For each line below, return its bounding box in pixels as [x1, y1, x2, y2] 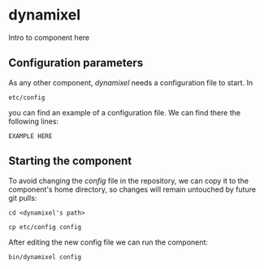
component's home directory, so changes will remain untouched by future [8, 184, 257, 194]
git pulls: [8, 193, 37, 202]
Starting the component [8, 154, 132, 168]
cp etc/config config [8, 223, 82, 231]
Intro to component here [8, 33, 90, 42]
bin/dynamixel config [8, 253, 82, 261]
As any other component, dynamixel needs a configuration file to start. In [8, 77, 253, 87]
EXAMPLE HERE [8, 132, 53, 140]
